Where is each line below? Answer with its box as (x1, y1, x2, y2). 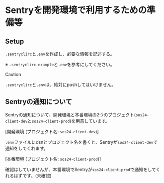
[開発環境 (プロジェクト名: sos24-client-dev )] (5, 128, 99, 134)
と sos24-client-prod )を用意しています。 (27, 118, 110, 124)
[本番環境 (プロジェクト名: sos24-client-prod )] (5, 156, 101, 162)
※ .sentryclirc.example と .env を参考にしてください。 (5, 62, 115, 67)
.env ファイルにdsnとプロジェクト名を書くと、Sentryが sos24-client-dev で (5, 139, 158, 145)
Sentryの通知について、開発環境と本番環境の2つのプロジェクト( (5, 111, 136, 117)
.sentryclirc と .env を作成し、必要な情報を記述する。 (5, 51, 115, 57)
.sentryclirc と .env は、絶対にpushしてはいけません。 (5, 82, 116, 88)
